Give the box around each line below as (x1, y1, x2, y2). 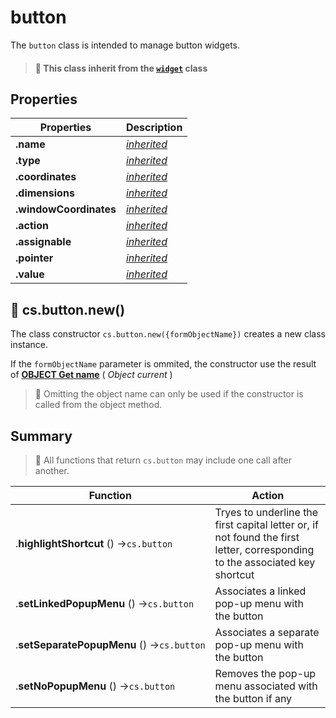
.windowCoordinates (15, 202, 117, 216)
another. (34, 464, 70, 476)
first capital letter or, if (214, 517, 319, 531)
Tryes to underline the (214, 505, 319, 519)
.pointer (15, 251, 54, 265)
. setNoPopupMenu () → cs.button (15, 679, 176, 693)
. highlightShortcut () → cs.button (15, 536, 173, 550)
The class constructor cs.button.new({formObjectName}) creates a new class (10, 328, 327, 340)
